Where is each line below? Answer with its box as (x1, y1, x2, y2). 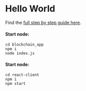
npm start (5, 81, 26, 86)
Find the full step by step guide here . (5, 19, 81, 25)
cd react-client (5, 72, 39, 77)
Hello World (5, 3, 55, 14)
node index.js (5, 51, 35, 56)
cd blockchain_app (5, 42, 44, 47)
